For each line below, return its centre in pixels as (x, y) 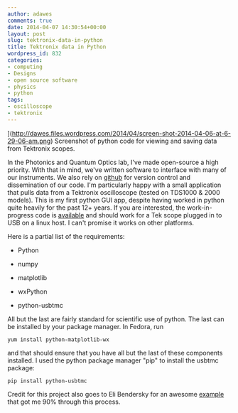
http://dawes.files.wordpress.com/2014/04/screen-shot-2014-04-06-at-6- (121, 133)
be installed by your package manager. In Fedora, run (86, 326)
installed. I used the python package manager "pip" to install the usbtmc (113, 360)
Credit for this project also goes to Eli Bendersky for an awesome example (116, 394)
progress (21, 215)
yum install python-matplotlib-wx (59, 339)
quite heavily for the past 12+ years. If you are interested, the (97, 208)
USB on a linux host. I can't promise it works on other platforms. (101, 222)
